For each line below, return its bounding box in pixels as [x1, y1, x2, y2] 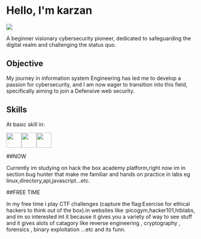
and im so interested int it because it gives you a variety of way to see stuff [6, 213, 193, 220]
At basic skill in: [6, 121, 45, 128]
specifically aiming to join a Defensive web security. [6, 87, 135, 94]
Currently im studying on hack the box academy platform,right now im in [6, 164, 186, 171]
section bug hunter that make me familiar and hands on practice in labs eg [6, 171, 191, 178]
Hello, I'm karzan [6, 4, 93, 17]
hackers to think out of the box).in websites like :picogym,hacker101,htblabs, [6, 207, 196, 214]
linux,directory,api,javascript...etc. [6, 177, 90, 184]
